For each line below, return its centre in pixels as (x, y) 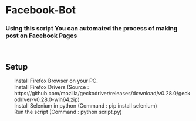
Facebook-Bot (41, 10)
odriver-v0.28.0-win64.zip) (47, 99)
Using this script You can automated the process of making (92, 29)
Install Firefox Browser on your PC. (56, 81)
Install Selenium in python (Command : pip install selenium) (85, 106)
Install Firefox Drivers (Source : (51, 87)
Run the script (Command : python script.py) (68, 112)
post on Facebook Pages (41, 36)
